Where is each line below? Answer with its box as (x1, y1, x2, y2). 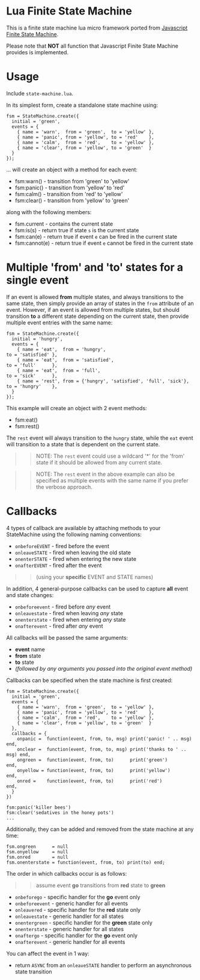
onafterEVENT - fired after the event (14, 561, 102, 569)
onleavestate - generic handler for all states (14, 912, 124, 920)
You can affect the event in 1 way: (6, 950, 89, 957)
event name (14, 645, 45, 653)
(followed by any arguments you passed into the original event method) (14, 665, 193, 672)
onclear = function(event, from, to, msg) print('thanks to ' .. (17, 746, 187, 752)
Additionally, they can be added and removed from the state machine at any (6, 825, 194, 833)
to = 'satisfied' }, (6, 352, 58, 358)
